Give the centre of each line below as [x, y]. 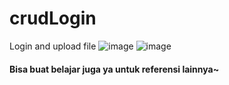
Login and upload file [53, 46]
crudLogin [53, 18]
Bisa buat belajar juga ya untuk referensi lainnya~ [114, 69]
